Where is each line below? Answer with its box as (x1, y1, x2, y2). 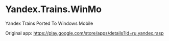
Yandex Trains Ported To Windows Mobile (5, 20, 93, 26)
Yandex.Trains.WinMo (5, 4, 102, 15)
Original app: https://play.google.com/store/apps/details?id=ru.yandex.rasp (5, 30, 164, 36)
